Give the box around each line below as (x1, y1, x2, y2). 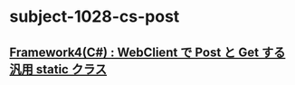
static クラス (35, 61, 108, 77)
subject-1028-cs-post (9, 6, 180, 27)
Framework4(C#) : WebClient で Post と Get (9, 44, 260, 60)
